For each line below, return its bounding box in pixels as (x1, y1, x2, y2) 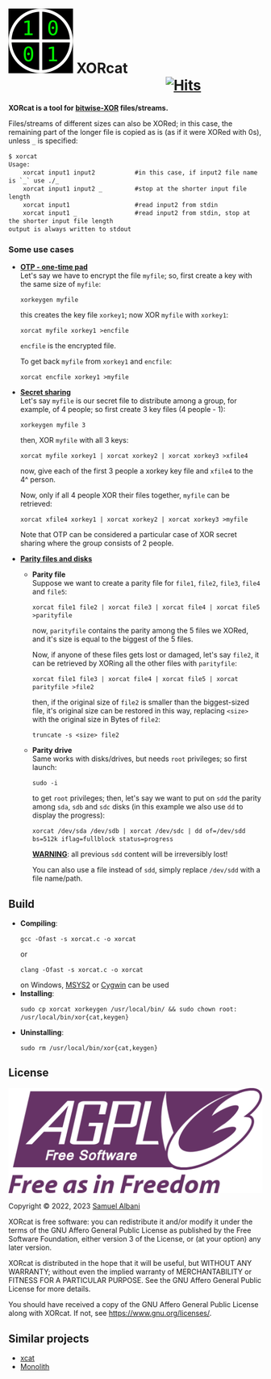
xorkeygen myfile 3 (19, 421, 86, 430)
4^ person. (19, 475, 56, 485)
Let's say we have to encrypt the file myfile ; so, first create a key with (19, 271, 252, 280)
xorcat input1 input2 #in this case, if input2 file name (23, 168, 258, 177)
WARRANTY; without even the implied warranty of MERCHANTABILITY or (8, 1267, 252, 1276)
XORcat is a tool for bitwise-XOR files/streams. (8, 103, 169, 112)
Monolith (19, 1361, 50, 1371)
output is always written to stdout (8, 225, 131, 233)
